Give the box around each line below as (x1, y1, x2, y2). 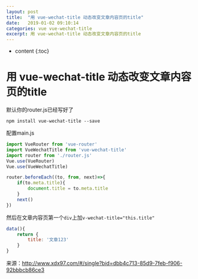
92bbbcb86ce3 (6, 266, 45, 274)
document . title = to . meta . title (28, 186, 109, 192)
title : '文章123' (28, 237, 69, 243)
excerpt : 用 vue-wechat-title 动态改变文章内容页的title (6, 31, 141, 37)
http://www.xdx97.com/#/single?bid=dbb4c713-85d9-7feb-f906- (22, 260, 182, 267)
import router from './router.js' (6, 152, 93, 159)
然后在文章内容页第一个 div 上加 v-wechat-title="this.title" (6, 214, 155, 221)
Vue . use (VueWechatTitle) (6, 163, 68, 169)
